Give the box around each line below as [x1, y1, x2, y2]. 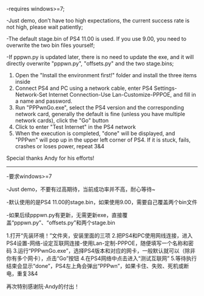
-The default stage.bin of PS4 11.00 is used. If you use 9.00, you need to [6, 35, 187, 42]
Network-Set [15, 91, 47, 98]
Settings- [154, 84, 177, 92]
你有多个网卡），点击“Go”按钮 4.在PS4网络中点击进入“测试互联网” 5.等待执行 [6, 255, 197, 262]
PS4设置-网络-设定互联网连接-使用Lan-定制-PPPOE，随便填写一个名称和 [6, 239, 189, 247]
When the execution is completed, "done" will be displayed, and [15, 130, 175, 137]
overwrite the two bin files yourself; [6, 42, 95, 49]
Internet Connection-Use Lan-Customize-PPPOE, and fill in [48, 91, 196, 98]
